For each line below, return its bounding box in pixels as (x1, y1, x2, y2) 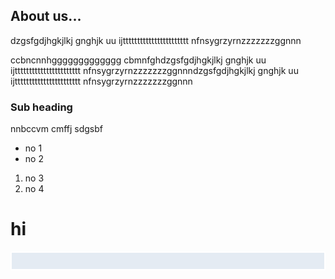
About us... (10, 8, 82, 25)
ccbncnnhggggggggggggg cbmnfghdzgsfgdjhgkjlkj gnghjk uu (10, 54, 267, 66)
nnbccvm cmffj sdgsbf (10, 123, 104, 135)
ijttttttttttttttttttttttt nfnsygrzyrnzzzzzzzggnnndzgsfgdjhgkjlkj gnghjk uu (10, 64, 299, 76)
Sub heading (10, 100, 73, 114)
